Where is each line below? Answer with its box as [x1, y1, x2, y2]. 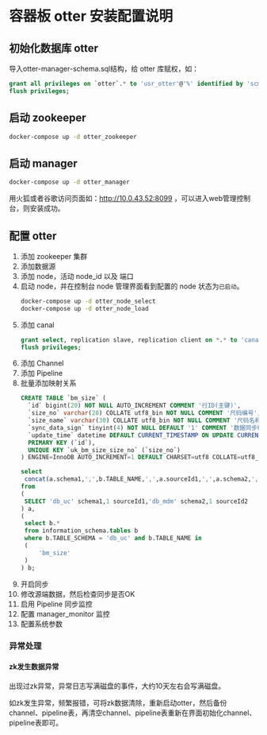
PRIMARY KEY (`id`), [28, 439, 96, 447]
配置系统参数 [20, 619, 63, 629]
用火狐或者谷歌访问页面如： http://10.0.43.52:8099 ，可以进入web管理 [9, 194, 237, 203]
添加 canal [20, 319, 55, 330]
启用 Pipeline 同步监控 [20, 599, 93, 609]
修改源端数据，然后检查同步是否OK [20, 589, 135, 598]
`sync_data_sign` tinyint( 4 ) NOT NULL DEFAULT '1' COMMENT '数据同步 [28, 424, 258, 431]
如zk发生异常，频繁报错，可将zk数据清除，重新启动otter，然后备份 [9, 698, 227, 707]
